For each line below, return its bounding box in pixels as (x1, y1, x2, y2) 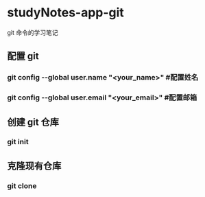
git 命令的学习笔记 (7, 28, 58, 36)
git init (7, 137, 29, 147)
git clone (7, 181, 37, 190)
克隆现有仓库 (7, 160, 62, 172)
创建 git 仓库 (7, 116, 60, 128)
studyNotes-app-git (7, 5, 125, 21)
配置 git (7, 50, 39, 62)
